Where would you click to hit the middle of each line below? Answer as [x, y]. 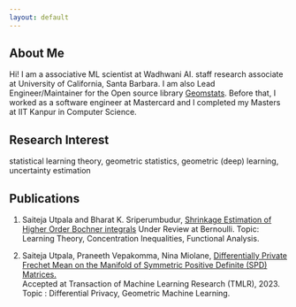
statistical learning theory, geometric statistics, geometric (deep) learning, [144, 161]
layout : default [39, 17]
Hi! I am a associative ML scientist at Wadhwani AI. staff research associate [146, 74]
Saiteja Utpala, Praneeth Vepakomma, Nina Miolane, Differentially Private [155, 256]
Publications [45, 199]
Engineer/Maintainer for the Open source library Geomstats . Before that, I [143, 93]
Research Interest [59, 139]
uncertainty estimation [50, 171]
